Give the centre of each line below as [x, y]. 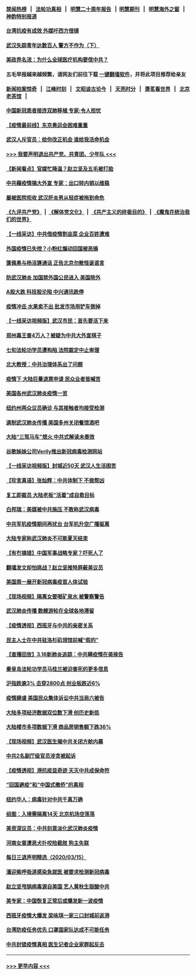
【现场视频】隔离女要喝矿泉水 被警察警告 [55, 596]
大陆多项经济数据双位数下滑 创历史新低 [53, 712]
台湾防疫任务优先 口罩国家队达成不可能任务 [58, 930]
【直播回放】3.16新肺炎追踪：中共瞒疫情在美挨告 [65, 654]
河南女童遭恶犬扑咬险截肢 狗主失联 [48, 843]
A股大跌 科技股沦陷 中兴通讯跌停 [45, 292]
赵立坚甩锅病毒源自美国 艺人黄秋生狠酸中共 [58, 886]
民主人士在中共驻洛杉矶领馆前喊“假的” [52, 640]
